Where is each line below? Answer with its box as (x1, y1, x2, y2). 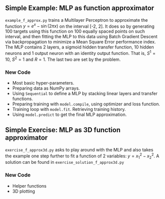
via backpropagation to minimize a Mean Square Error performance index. (5, 39, 156, 45)
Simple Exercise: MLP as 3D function (5, 126, 121, 134)
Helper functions (12, 183, 47, 189)
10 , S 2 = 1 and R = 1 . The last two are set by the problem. (5, 55, 121, 62)
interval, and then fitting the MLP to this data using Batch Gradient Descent (5, 34, 158, 40)
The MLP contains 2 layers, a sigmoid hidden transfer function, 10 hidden (5, 44, 154, 50)
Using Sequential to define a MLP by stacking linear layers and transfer (12, 91, 158, 97)
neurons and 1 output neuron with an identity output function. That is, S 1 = (5, 50, 156, 56)
